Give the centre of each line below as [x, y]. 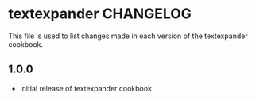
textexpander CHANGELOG [100, 14]
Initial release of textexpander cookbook [86, 88]
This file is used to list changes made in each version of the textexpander [128, 36]
